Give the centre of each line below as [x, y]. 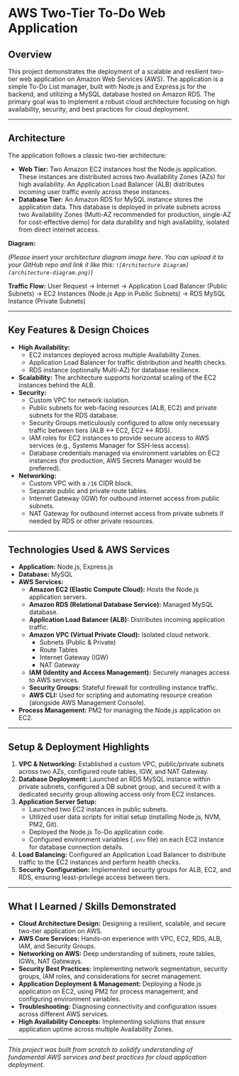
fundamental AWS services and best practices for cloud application [107, 1058]
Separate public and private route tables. [88, 490]
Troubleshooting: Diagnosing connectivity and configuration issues [117, 1006]
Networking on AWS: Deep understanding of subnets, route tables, [117, 954]
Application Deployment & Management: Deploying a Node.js [110, 984]
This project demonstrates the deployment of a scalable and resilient [109, 71]
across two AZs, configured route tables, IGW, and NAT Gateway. [113, 772]
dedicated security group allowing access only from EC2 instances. [117, 795]
